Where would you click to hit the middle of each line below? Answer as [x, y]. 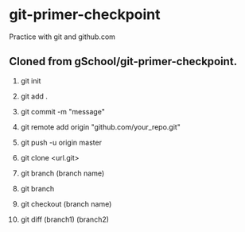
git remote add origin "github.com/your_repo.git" [101, 127]
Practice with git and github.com [62, 37]
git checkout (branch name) [66, 203]
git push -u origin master [61, 142]
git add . [34, 96]
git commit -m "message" [63, 111]
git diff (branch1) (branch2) [65, 219]
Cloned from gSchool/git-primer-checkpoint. [123, 62]
